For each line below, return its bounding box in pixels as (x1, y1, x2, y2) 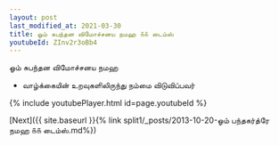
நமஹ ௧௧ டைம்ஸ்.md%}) (9, 125, 97, 136)
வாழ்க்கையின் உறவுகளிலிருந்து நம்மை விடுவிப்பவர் (21, 80, 195, 91)
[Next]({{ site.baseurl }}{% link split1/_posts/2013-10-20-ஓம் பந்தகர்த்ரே (9, 115, 270, 125)
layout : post (9, 12, 58, 22)
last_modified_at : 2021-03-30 (9, 21, 122, 30)
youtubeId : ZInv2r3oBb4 (9, 37, 98, 47)
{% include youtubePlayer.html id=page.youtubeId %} (9, 98, 208, 109)
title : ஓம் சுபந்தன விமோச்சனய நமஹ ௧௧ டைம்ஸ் (9, 29, 174, 38)
